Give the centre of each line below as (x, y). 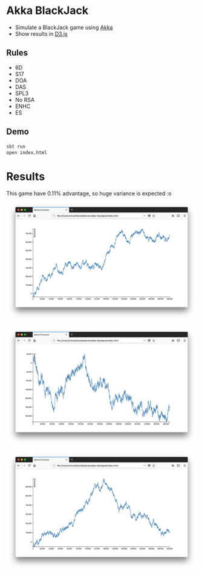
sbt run (16, 146)
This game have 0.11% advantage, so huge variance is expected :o (89, 193)
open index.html (27, 152)
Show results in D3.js (41, 33)
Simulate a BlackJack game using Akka (64, 27)
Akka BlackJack (47, 11)
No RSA (25, 99)
